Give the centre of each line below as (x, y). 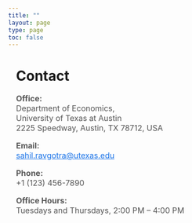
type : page (26, 30)
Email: (28, 146)
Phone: (29, 174)
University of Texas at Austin (69, 119)
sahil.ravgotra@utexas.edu (65, 155)
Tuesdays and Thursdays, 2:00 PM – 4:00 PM (100, 210)
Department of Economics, (65, 108)
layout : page (29, 23)
